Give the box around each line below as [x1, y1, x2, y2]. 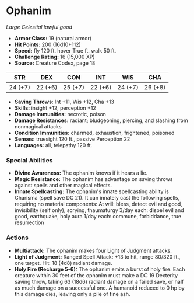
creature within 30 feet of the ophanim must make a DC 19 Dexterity [14, 271, 178, 278]
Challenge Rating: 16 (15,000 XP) [14, 53, 95, 60]
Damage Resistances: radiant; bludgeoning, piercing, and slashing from [14, 117, 188, 124]
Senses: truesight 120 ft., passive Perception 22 [14, 135, 130, 142]
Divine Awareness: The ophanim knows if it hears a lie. [14, 169, 148, 176]
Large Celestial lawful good [6, 23, 73, 30]
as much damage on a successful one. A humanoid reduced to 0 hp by [14, 284, 185, 291]
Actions [6, 234, 29, 242]
